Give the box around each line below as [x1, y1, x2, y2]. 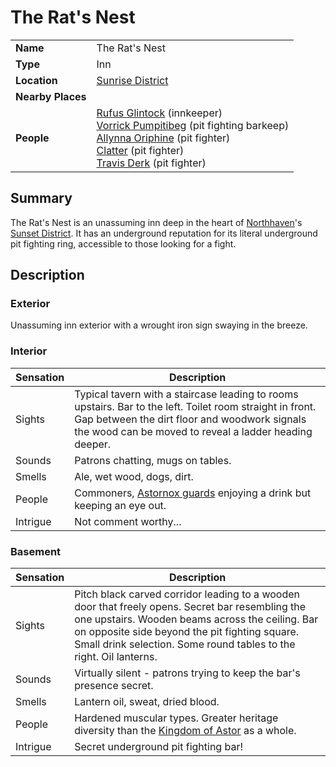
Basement [10, 544, 62, 558]
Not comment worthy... [74, 514, 182, 528]
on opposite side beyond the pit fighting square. [74, 625, 300, 639]
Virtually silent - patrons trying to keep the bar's [74, 666, 301, 680]
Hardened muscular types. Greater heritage [74, 711, 279, 725]
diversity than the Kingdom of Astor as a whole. [74, 724, 297, 738]
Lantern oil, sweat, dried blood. [74, 695, 220, 709]
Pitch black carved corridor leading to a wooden [74, 587, 300, 601]
